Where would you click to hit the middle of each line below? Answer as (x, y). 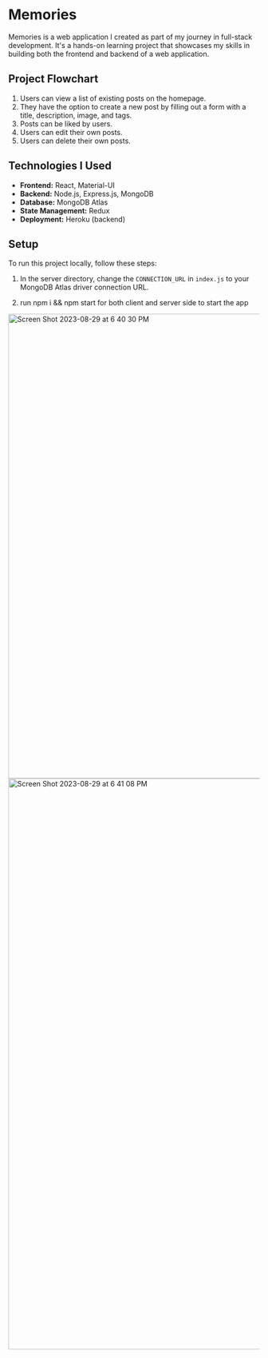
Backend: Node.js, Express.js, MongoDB (87, 193)
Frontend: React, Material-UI (67, 185)
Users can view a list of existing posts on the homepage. (113, 98)
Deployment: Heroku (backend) (73, 219)
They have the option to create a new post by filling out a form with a (133, 106)
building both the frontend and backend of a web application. (109, 54)
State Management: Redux (65, 210)
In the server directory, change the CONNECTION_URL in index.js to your (134, 279)
